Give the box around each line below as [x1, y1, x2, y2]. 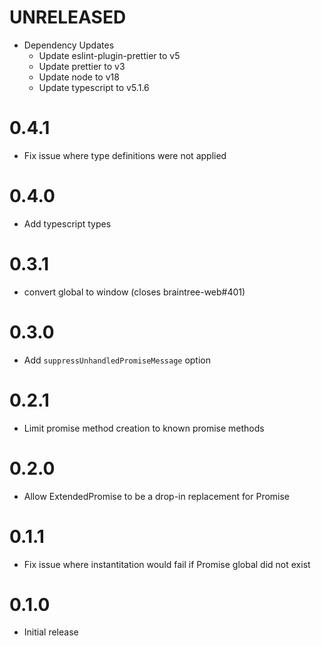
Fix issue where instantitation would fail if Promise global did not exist [23, 558, 311, 570]
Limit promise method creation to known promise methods [23, 422, 265, 434]
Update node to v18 [38, 71, 120, 83]
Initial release [23, 626, 79, 638]
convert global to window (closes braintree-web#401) [23, 286, 246, 298]
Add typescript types [23, 217, 112, 230]
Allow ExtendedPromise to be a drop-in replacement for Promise [23, 490, 291, 502]
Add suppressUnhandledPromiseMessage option [23, 354, 212, 366]
